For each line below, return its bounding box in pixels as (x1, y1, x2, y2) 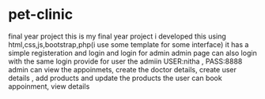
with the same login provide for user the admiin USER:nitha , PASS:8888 (8, 57, 243, 66)
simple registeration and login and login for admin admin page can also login (8, 48, 257, 57)
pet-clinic (8, 5, 74, 24)
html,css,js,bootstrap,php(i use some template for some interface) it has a (8, 39, 249, 49)
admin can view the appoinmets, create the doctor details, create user (8, 64, 237, 74)
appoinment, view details (8, 81, 90, 91)
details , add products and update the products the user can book (8, 73, 223, 82)
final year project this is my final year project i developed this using (8, 31, 227, 41)
